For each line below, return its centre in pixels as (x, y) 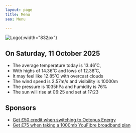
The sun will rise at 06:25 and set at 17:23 (55, 92)
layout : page (19, 10)
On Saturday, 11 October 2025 (53, 53)
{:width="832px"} (39, 37)
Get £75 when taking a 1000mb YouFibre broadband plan (72, 125)
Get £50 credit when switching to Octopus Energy (64, 120)
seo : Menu (16, 19)
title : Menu (18, 14)
